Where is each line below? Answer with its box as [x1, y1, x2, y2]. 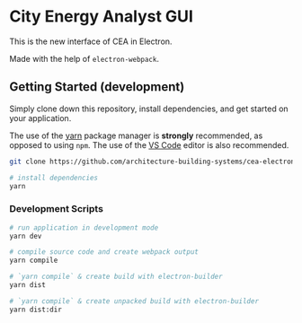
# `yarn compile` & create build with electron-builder [9, 272, 223, 282]
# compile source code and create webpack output [9, 248, 200, 257]
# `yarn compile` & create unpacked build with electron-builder [9, 296, 259, 306]
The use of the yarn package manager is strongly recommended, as [9, 130, 263, 141]
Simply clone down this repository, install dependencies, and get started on [9, 103, 289, 114]
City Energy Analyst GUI [9, 6, 193, 27]
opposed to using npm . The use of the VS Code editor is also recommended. [9, 139, 289, 150]
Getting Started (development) [9, 79, 185, 95]
